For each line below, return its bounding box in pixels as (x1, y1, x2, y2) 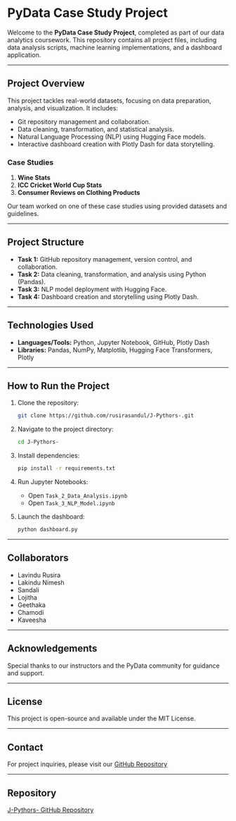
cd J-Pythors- (17, 438, 59, 446)
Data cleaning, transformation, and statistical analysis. (17, 125, 174, 133)
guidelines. (7, 210, 39, 218)
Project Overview (7, 77, 85, 89)
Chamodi (17, 608, 44, 616)
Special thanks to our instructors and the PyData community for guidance (7, 661, 220, 670)
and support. (7, 668, 44, 677)
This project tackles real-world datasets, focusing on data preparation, (7, 96, 212, 105)
